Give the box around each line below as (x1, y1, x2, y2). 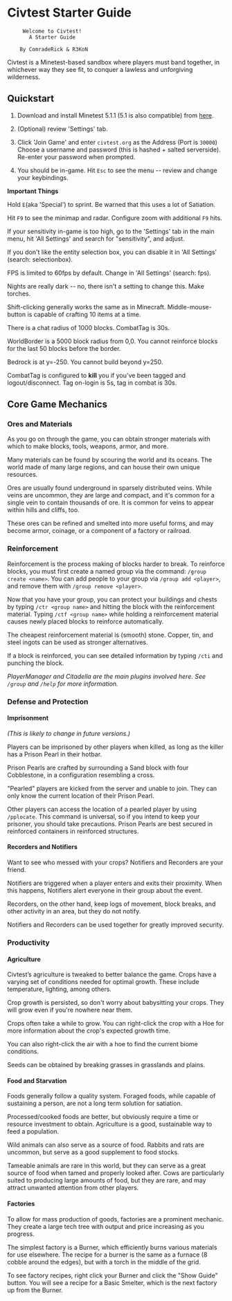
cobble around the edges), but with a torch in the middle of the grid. (7, 1257, 201, 1266)
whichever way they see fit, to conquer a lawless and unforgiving (7, 65, 193, 73)
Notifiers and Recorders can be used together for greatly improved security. (7, 920, 224, 929)
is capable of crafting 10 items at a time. (27, 310, 141, 318)
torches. (7, 289, 31, 298)
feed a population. (7, 1127, 60, 1136)
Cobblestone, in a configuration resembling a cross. (7, 770, 155, 779)
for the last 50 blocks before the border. (7, 344, 121, 352)
